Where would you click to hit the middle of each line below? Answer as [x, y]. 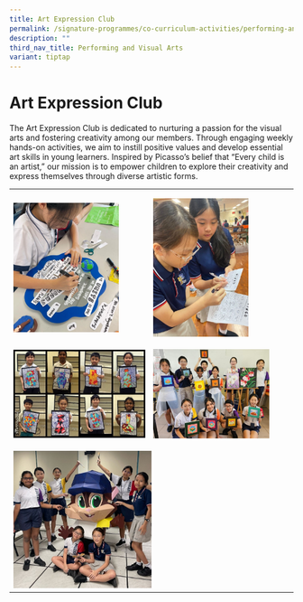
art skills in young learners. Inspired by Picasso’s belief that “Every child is [147, 157]
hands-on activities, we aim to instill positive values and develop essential [147, 147]
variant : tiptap [40, 57]
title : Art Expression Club [62, 19]
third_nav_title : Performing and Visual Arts [96, 48]
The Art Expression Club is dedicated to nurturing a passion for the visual [146, 128]
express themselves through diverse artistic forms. [104, 176]
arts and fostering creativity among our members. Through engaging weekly [151, 138]
